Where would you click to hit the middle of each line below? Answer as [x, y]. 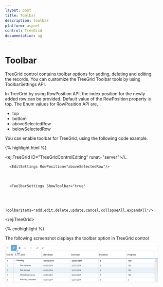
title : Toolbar [20, 15]
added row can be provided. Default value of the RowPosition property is [78, 99]
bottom [19, 118]
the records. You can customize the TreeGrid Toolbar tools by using [73, 79]
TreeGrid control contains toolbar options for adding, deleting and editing [78, 74]
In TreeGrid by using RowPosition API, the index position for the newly [75, 93]
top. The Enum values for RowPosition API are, [52, 104]
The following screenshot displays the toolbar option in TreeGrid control [77, 238]
